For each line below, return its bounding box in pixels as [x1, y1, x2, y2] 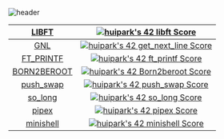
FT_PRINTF [21, 53, 64, 64]
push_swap [21, 79, 64, 89]
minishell [25, 118, 60, 129]
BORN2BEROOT [12, 66, 74, 77]
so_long [27, 92, 58, 103]
